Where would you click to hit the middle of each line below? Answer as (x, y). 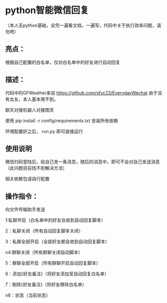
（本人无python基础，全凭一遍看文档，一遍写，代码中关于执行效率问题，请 (83, 25)
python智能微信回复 (47, 10)
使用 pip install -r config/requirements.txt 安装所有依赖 (62, 120)
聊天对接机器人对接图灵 (30, 110)
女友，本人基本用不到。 (34, 99)
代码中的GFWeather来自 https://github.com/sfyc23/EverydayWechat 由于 (81, 93)
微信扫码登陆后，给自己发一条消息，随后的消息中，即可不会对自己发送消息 (82, 162)
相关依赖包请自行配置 (27, 179)
